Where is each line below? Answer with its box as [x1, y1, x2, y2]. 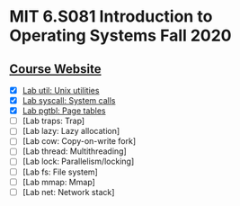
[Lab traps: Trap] [22, 115, 85, 127]
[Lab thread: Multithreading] [22, 146, 128, 157]
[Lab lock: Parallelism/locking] [22, 156, 135, 167]
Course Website [9, 61, 102, 76]
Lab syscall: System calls [22, 95, 116, 106]
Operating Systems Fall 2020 [9, 25, 232, 46]
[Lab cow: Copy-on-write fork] [22, 136, 137, 147]
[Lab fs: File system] [22, 166, 99, 177]
